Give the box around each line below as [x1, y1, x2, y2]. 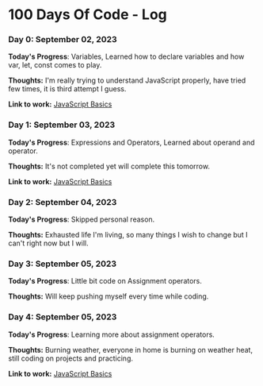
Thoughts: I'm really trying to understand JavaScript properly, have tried [8, 75, 246, 85]
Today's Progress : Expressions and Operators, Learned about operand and [8, 137, 255, 147]
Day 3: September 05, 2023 [8, 258, 117, 269]
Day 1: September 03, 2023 [8, 119, 116, 130]
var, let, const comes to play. [8, 60, 102, 70]
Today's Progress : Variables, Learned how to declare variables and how [8, 52, 245, 61]
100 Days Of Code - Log [8, 6, 168, 24]
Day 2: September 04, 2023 [8, 196, 117, 207]
